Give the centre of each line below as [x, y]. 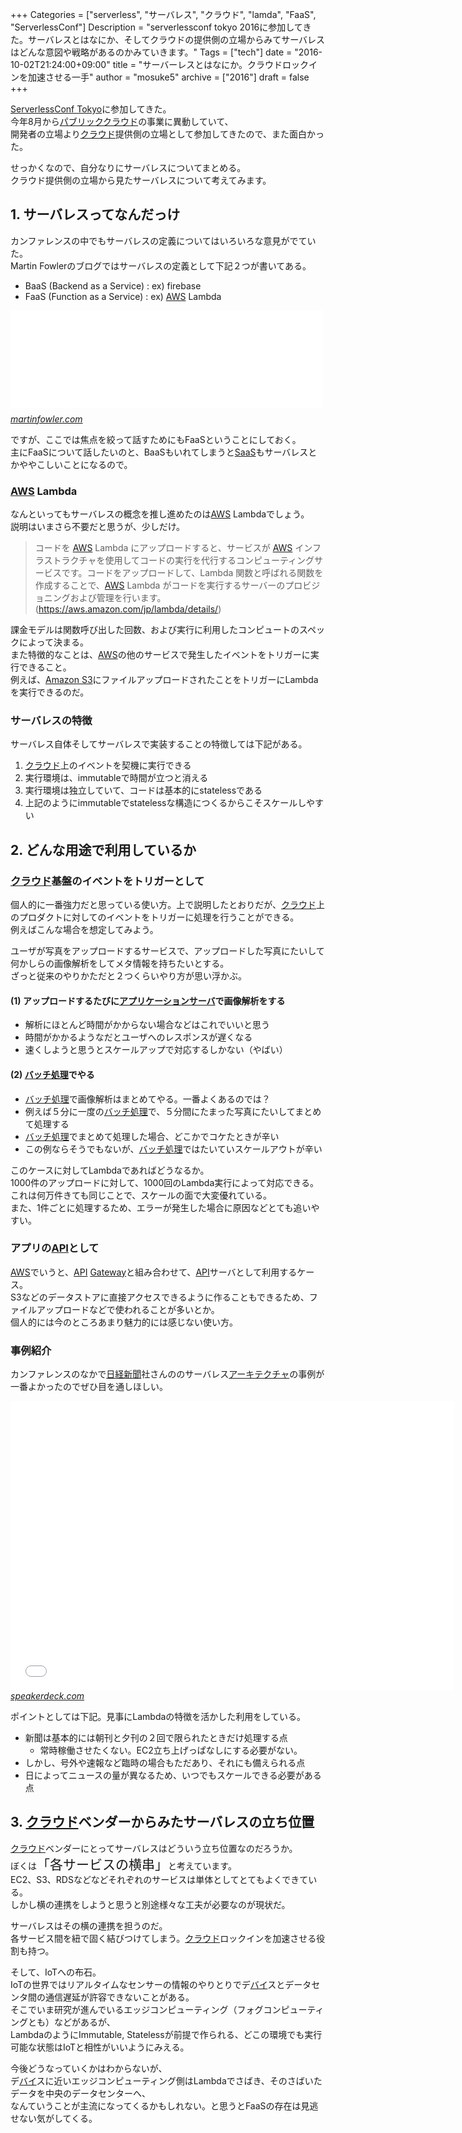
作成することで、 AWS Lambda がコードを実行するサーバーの [160, 585]
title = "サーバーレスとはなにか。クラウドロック [210, 64]
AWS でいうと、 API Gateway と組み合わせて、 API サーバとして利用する [154, 1272]
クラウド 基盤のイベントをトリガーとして [107, 881]
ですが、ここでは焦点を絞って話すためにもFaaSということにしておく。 [156, 439]
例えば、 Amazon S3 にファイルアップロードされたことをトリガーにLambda [164, 680]
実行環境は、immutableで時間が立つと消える [116, 778]
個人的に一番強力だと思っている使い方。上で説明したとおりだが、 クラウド [163, 905]
